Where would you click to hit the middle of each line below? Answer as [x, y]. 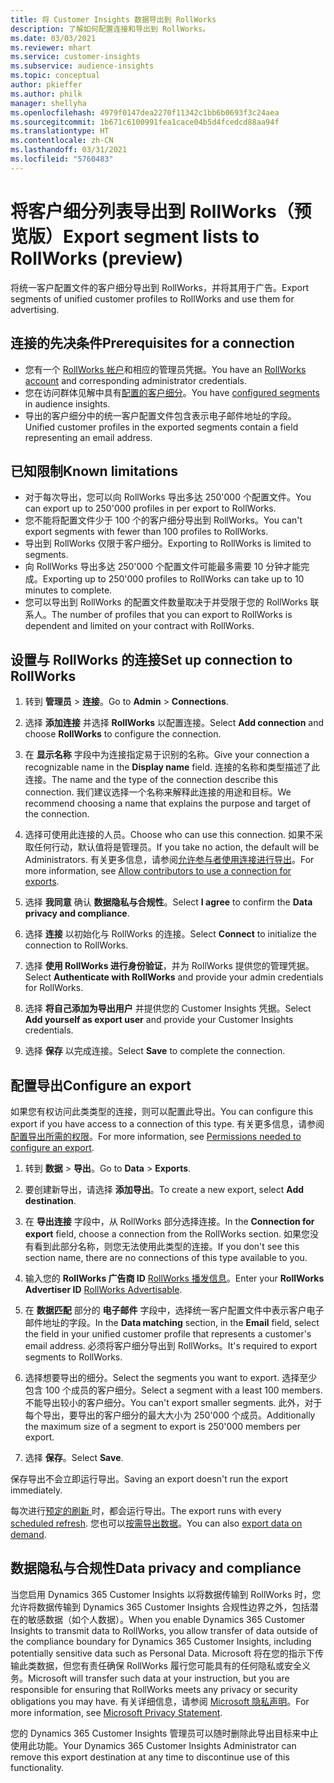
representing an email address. [88, 437]
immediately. [36, 1490]
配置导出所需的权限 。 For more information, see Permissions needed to [156, 1136]
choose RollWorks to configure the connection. [123, 734]
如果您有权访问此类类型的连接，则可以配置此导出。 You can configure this [162, 1111]
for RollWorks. [54, 988]
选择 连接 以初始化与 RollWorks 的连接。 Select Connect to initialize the [170, 934]
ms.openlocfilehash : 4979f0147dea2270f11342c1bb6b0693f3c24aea [145, 112]
